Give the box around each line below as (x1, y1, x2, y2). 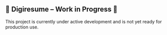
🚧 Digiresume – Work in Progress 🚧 (5, 5, 118, 14)
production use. (5, 24, 39, 30)
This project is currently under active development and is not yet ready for (5, 18, 162, 24)
